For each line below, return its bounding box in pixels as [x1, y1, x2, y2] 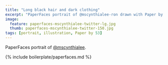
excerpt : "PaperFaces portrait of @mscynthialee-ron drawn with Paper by [5, 12, 163, 17]
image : [5, 16, 19, 21]
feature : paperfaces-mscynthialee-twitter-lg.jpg [10, 21, 116, 26]
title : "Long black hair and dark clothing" [5, 7, 100, 12]
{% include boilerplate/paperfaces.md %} [5, 54, 92, 60]
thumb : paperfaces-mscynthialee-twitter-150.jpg [10, 26, 114, 31]
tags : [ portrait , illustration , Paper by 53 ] [5, 30, 102, 35]
